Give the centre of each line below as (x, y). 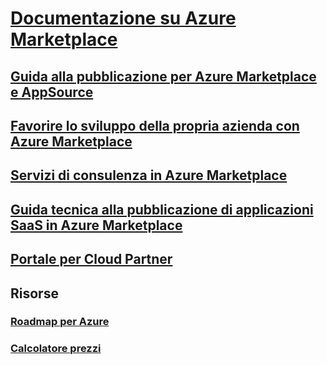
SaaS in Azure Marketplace (96, 225)
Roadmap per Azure (60, 322)
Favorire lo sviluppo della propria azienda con (155, 125)
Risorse (34, 293)
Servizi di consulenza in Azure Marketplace (149, 175)
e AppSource (52, 92)
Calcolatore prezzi (56, 349)
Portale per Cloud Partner (91, 259)
